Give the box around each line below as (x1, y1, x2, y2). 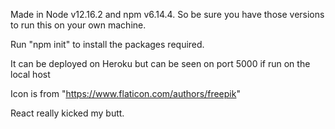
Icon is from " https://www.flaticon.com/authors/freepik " (10, 88, 241, 99)
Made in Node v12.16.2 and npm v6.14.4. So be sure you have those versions (10, 9, 325, 20)
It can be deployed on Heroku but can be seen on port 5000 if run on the (10, 58, 311, 69)
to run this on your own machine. (10, 19, 147, 31)
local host (10, 69, 51, 80)
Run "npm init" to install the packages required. (10, 39, 205, 50)
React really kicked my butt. (10, 107, 125, 119)
